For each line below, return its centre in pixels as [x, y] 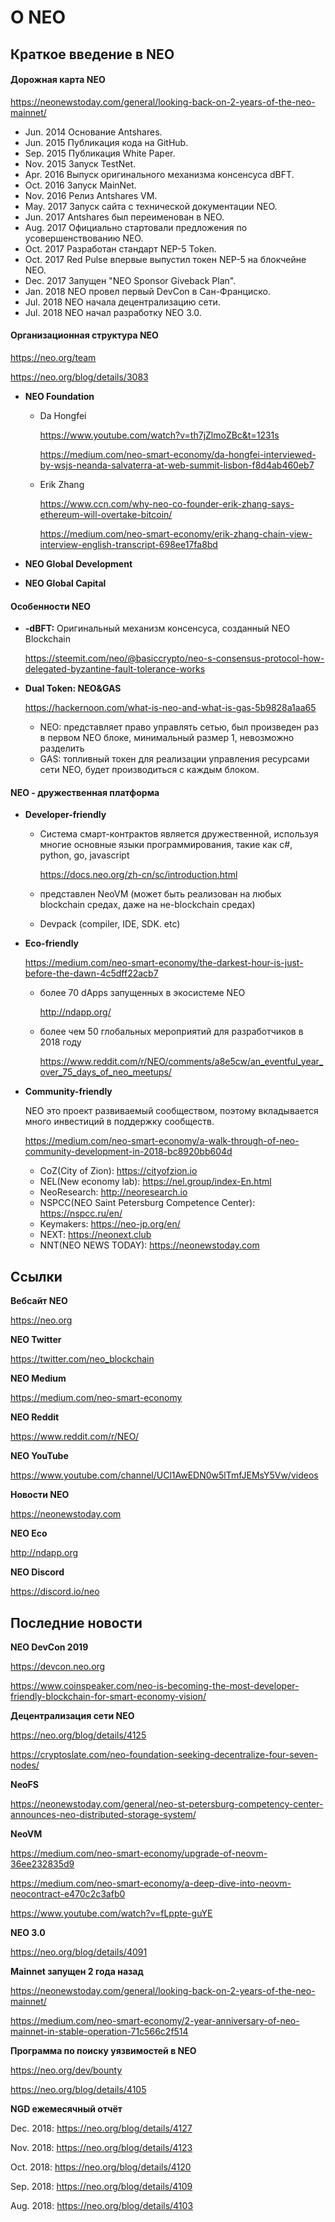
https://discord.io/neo [55, 1592]
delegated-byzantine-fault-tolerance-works [115, 669]
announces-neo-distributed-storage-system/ [103, 1815]
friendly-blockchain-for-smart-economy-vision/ [108, 1697]
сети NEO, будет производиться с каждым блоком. [149, 770]
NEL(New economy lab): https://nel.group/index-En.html [155, 1182]
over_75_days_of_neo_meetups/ [105, 1072]
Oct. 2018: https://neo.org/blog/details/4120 [101, 2167]
